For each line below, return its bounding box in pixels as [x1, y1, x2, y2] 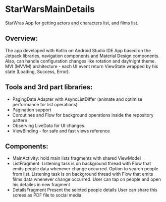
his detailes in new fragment [12, 182, 70, 188]
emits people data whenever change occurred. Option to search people [12, 166, 159, 172]
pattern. [12, 117, 29, 123]
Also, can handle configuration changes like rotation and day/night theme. [5, 58, 156, 64]
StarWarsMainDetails [5, 3, 95, 15]
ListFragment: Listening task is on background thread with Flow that [12, 160, 151, 167]
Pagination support [12, 107, 52, 113]
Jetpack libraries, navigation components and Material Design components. [5, 53, 160, 59]
